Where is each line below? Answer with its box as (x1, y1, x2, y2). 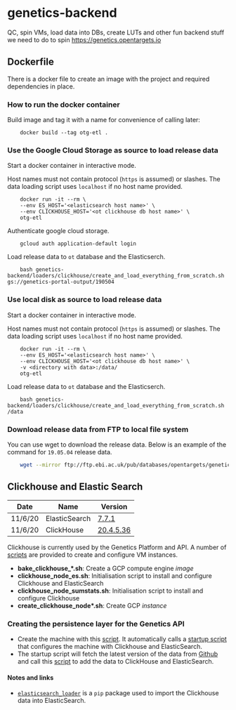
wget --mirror (20, 461, 61, 468)
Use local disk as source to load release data (7, 295, 162, 305)
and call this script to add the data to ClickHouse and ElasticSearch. (17, 657, 214, 665)
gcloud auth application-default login (20, 240, 137, 247)
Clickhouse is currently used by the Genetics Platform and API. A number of (7, 543, 227, 551)
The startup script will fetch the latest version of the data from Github (17, 650, 218, 658)
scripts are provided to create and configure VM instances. (7, 550, 178, 559)
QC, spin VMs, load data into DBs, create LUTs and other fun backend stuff (7, 28, 225, 37)
